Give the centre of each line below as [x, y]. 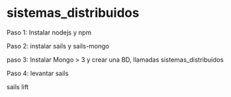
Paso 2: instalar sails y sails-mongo [58, 46]
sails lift [18, 86]
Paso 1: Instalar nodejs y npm [49, 32]
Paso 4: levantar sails [37, 73]
